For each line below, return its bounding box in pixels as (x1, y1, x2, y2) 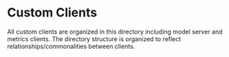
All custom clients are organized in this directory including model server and (7, 27, 223, 36)
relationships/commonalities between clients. (7, 42, 135, 50)
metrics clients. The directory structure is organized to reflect (7, 34, 182, 43)
